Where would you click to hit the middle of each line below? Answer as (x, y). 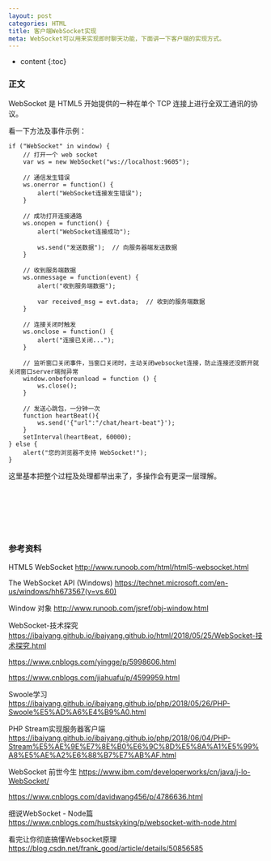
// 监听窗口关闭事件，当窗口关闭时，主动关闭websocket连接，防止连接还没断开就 (141, 363)
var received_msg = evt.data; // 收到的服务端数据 (121, 302)
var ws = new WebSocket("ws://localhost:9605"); (106, 162)
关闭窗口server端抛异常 (44, 371)
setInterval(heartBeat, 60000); (77, 437)
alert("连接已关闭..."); (76, 340)
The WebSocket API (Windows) (61, 583)
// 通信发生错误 (47, 178)
